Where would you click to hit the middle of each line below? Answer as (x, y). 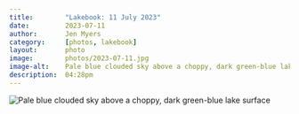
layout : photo (48, 50)
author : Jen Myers (55, 34)
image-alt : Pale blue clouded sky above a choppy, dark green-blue (143, 67)
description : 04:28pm (51, 75)
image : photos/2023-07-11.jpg (79, 58)
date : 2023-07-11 (57, 26)
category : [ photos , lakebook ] (73, 42)
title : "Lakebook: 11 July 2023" (85, 17)
